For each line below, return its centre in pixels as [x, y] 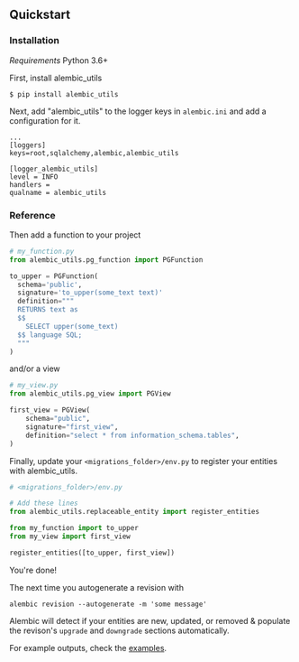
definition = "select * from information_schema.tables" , [133, 435]
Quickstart [40, 15]
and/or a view [35, 368]
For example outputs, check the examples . [88, 648]
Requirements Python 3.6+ [59, 60]
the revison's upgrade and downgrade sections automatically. [119, 630]
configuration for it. [45, 120]
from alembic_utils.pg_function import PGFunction [106, 260]
